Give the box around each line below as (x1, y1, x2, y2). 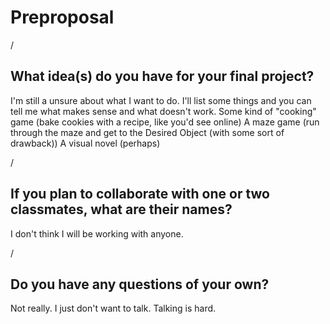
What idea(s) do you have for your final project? (10, 68, 315, 85)
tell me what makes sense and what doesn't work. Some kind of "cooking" (10, 105, 317, 117)
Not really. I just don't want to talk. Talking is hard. (10, 302, 217, 315)
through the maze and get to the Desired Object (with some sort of (10, 126, 285, 138)
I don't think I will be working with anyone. (10, 227, 184, 240)
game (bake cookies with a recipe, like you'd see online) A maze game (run (10, 116, 320, 128)
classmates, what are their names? (10, 201, 233, 218)
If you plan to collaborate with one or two (10, 186, 270, 203)
